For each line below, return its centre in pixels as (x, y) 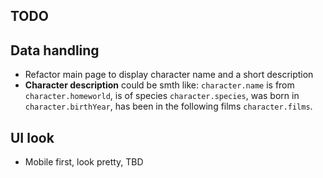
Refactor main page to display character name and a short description (169, 75)
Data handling (55, 50)
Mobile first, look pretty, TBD (84, 162)
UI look (32, 137)
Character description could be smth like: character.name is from (159, 85)
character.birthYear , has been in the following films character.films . (168, 106)
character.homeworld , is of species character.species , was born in (162, 96)
